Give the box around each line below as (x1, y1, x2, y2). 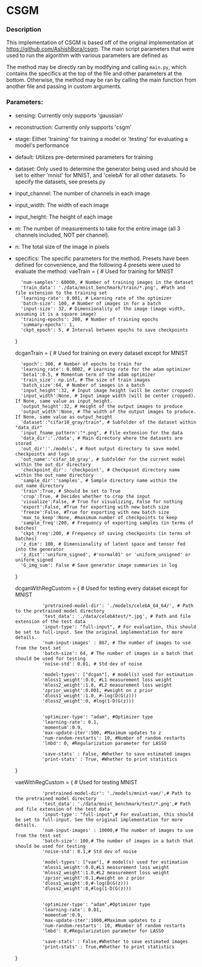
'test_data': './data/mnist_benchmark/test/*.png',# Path (42, 801, 191, 807)
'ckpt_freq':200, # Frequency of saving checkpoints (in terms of (21, 530, 191, 536)
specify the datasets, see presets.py (14, 178, 106, 185)
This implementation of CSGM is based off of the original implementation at (6, 39, 194, 46)
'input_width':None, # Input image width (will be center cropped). (21, 393, 197, 399)
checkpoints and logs (14, 451, 69, 457)
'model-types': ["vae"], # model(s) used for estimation (42, 859, 188, 865)
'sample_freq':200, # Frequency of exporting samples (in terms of (21, 520, 194, 526)
